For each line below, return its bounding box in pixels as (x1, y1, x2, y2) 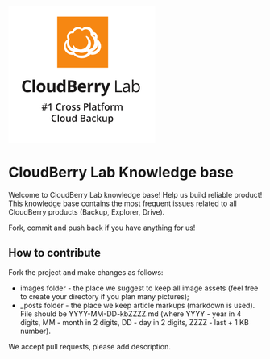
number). (19, 326, 51, 336)
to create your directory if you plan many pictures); (19, 291, 189, 301)
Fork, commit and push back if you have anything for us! (8, 223, 196, 232)
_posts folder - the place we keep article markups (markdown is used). (19, 300, 255, 310)
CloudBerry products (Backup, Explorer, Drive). (8, 207, 165, 216)
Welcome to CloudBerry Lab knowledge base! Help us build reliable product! (8, 190, 263, 199)
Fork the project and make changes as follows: (8, 267, 164, 277)
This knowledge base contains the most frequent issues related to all (8, 198, 238, 208)
